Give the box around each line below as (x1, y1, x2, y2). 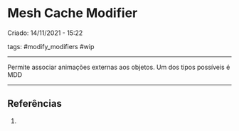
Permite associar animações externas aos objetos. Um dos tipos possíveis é (7, 63, 230, 71)
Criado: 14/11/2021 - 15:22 (7, 28, 83, 37)
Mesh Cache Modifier (7, 5, 138, 21)
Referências (7, 98, 63, 110)
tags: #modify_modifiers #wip (7, 42, 95, 51)
